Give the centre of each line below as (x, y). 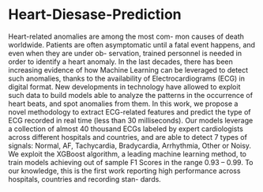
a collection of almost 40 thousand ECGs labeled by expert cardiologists (126, 129)
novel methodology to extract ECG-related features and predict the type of (130, 111)
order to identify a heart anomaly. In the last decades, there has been (120, 62)
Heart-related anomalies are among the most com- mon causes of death (126, 36)
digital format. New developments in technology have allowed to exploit (124, 87)
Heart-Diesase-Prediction (95, 15)
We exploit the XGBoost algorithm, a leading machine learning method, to (128, 154)
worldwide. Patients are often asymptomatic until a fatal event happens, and (131, 44)
